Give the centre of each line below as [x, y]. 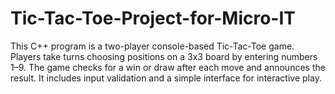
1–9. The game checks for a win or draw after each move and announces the [168, 67]
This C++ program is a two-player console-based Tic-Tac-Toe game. [152, 46]
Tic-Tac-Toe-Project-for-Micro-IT [153, 18]
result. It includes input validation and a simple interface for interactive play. [166, 78]
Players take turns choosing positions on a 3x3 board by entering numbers [164, 56]
